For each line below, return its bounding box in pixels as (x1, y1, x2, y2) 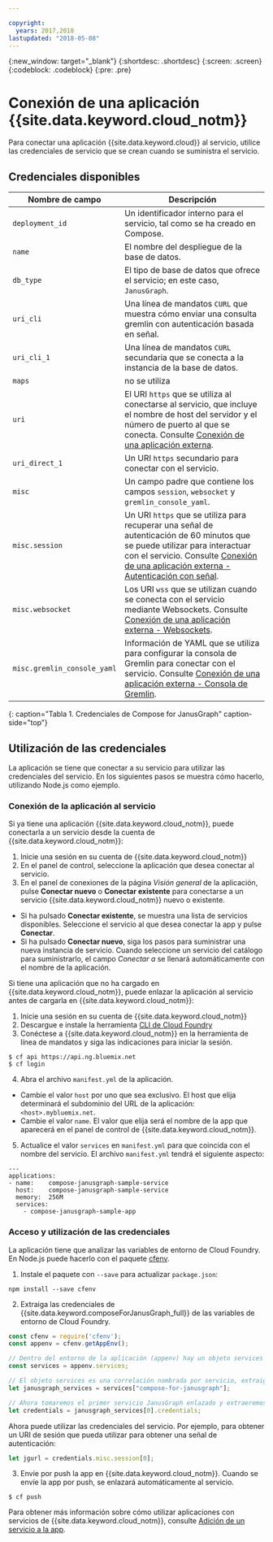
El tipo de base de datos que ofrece (124, 265, 261, 276)
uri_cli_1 (12, 353, 50, 363)
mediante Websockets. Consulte (124, 604, 249, 615)
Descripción (168, 194, 217, 206)
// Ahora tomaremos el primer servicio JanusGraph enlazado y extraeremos (8, 1399, 267, 1407)
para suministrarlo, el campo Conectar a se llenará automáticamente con (19, 954, 265, 964)
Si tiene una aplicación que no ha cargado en (8, 979, 160, 988)
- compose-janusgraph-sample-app (23, 1208, 136, 1216)
